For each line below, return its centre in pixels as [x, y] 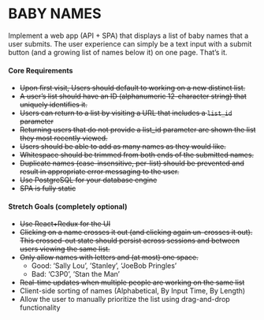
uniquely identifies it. [54, 105]
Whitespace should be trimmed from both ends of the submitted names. [137, 155]
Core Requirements [41, 70]
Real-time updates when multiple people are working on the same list [132, 283]
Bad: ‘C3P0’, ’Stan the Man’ [76, 274]
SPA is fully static [48, 188]
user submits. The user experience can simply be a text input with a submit [130, 43]
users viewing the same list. [65, 249]
